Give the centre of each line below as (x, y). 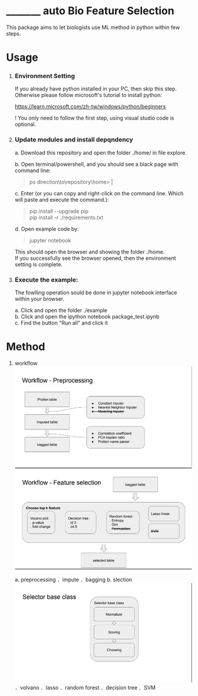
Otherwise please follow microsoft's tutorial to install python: (88, 95)
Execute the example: (46, 279)
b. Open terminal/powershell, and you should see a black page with (96, 164)
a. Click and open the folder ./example (61, 310)
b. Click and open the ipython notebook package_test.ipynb (87, 317)
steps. (14, 33)
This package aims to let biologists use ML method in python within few (93, 27)
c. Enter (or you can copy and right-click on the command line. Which (99, 193)
